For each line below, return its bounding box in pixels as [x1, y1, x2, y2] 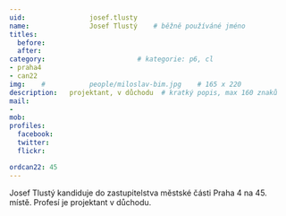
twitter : [17, 138, 50, 147]
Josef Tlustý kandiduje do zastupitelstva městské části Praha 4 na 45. [9, 187, 268, 198]
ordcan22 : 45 [9, 162, 58, 171]
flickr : [17, 146, 46, 155]
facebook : [17, 130, 54, 139]
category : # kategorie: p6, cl [9, 55, 214, 64]
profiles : [9, 122, 46, 131]
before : [17, 38, 46, 48]
